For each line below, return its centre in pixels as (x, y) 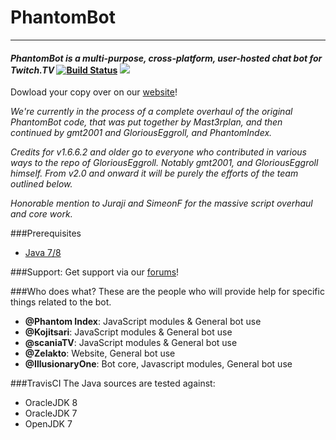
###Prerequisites (46, 233)
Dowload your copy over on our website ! (94, 92)
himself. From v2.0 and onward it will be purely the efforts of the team (154, 173)
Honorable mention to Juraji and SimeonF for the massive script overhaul (161, 203)
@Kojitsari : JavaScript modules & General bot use (128, 332)
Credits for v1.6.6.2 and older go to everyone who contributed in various (159, 152)
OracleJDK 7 (51, 413)
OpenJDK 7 (48, 424)
